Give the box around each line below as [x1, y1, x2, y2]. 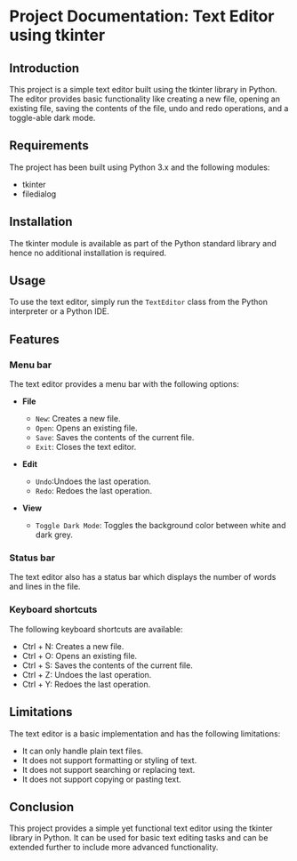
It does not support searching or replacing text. [21, 764, 196, 775]
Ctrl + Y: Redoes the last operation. [21, 679, 151, 689]
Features [9, 332, 60, 347]
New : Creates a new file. [35, 414, 121, 424]
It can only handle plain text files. [21, 745, 144, 756]
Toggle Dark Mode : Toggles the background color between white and [35, 520, 286, 531]
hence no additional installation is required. [9, 247, 167, 258]
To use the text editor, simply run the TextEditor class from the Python [9, 296, 269, 308]
